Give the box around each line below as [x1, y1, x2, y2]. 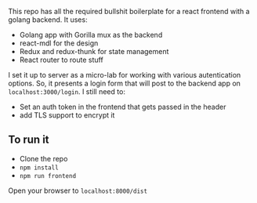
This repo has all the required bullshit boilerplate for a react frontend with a [8, 7, 250, 16]
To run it [8, 133, 49, 147]
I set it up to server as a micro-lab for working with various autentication [8, 71, 241, 79]
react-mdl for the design [19, 38, 99, 48]
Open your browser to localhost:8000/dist [8, 186, 147, 195]
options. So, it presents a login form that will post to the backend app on [8, 78, 241, 88]
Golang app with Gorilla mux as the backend [19, 31, 163, 39]
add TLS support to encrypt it [19, 111, 115, 120]
